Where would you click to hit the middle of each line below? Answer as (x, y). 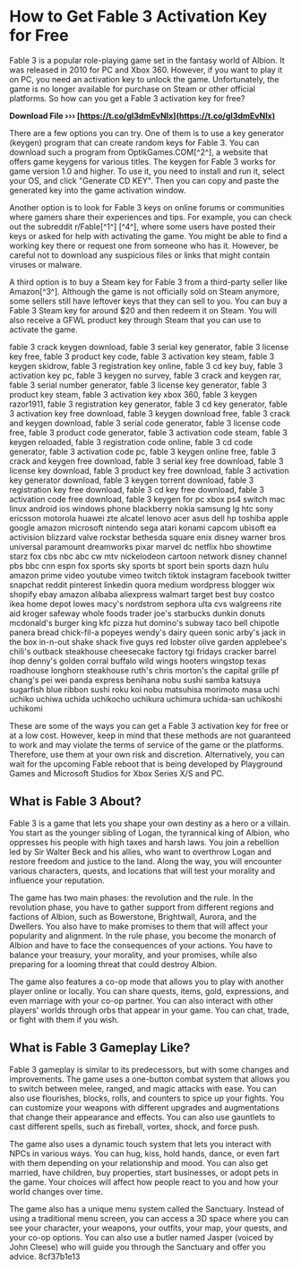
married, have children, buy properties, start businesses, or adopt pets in (144, 1172)
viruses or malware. (46, 264)
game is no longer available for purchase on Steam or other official (132, 89)
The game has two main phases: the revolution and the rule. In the (131, 897)
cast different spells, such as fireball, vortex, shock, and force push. (134, 1127)
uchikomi (26, 708)
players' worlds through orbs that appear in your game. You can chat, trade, (149, 1010)
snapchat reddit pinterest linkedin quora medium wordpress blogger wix (142, 585)
